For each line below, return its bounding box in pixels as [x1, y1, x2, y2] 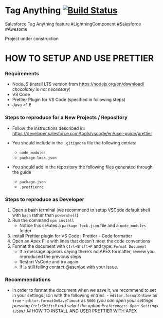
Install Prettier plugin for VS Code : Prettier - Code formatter [12, 233, 133, 239]
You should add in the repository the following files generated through [12, 164, 153, 170]
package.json [19, 179, 46, 184]
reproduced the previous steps [19, 254, 81, 259]
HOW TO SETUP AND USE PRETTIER [5, 53, 154, 64]
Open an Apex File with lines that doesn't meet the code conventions [12, 238, 150, 244]
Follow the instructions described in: [12, 125, 85, 131]
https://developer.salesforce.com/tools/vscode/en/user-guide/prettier [12, 130, 152, 136]
